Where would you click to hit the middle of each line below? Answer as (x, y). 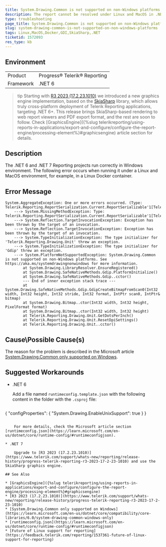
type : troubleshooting (28, 19)
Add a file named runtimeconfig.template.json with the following (79, 394)
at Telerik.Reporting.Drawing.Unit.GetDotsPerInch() (78, 316)
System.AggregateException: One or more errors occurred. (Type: (74, 203)
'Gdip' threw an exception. (34, 251)
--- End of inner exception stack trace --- (69, 281)
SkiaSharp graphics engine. (34, 466)
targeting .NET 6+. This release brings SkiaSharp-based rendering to (87, 112)
